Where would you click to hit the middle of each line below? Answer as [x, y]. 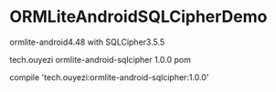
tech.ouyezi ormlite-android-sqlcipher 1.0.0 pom [101, 59]
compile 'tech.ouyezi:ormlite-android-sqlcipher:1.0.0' [109, 77]
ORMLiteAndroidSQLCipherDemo [138, 17]
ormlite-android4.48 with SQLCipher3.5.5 [87, 42]
